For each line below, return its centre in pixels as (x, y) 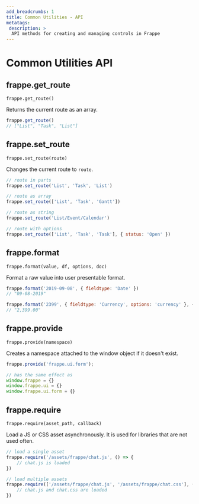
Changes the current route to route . (50, 169)
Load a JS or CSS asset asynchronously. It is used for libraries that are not (97, 435)
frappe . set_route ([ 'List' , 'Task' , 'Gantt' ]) (63, 202)
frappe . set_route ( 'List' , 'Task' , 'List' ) (59, 186)
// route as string (30, 213)
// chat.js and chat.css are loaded (62, 490)
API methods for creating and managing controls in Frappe (86, 34)
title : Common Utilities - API (45, 17)
